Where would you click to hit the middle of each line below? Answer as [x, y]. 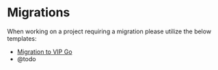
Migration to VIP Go [45, 52]
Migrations [39, 13]
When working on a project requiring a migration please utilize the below [109, 31]
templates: [22, 38]
